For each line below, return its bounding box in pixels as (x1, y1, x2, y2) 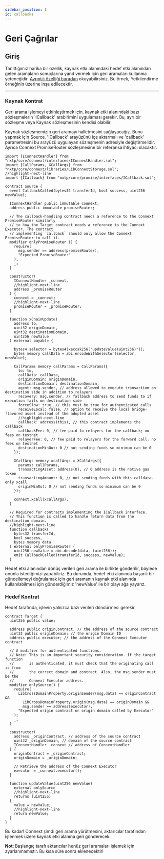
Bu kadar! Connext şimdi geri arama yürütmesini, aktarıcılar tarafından (5, 829, 146, 834)
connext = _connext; (14, 295, 56, 300)
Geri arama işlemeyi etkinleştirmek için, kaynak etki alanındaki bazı (5, 109, 139, 115)
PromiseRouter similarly (5, 218, 56, 223)
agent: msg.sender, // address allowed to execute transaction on (18, 385, 156, 390)
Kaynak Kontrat (5, 98, 43, 104)
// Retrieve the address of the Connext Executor (14, 764, 117, 769)
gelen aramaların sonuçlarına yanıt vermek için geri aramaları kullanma (5, 71, 147, 76)
